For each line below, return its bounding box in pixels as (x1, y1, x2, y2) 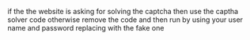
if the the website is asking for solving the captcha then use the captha (7, 7, 239, 16)
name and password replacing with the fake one (7, 24, 165, 32)
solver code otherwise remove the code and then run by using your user (7, 15, 243, 24)
